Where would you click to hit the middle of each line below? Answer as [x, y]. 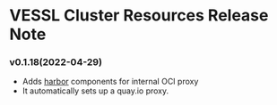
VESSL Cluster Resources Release [139, 16]
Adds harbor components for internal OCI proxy [110, 82]
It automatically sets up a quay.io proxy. [95, 91]
